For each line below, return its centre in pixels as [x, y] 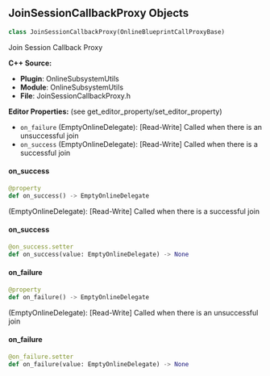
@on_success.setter [41, 246]
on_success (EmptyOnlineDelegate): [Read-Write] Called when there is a [139, 144]
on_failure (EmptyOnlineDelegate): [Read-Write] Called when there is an [141, 127]
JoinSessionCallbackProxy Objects [99, 13]
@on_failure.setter [41, 357]
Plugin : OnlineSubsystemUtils [69, 78]
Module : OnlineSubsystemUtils [71, 87]
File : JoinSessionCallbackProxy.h [75, 95]
